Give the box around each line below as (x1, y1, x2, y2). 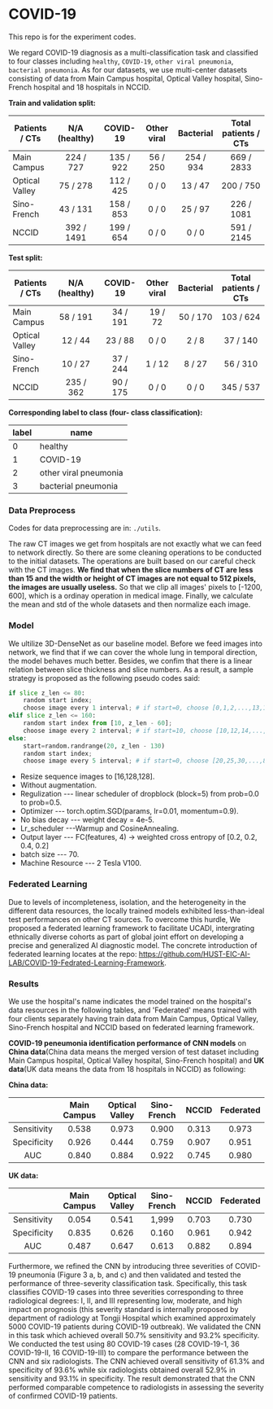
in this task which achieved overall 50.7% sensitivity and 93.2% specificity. (8, 1330, 260, 1340)
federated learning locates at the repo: (8, 949, 137, 959)
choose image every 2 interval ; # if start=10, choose (23, 726, 213, 735)
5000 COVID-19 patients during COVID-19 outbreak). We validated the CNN (8, 1321, 262, 1332)
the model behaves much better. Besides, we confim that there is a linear (8, 656, 253, 665)
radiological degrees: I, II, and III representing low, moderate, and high (8, 1296, 242, 1306)
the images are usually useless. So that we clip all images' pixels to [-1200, (8, 582, 262, 592)
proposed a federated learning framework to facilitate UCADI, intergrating (8, 923, 254, 933)
